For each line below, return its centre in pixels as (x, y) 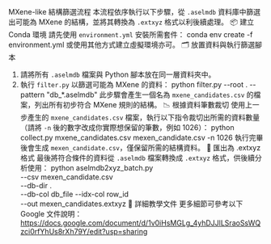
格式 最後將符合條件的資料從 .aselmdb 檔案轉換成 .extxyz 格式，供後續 (137, 158)
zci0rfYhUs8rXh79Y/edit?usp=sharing (84, 231)
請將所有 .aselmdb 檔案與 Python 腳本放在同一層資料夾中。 (118, 74)
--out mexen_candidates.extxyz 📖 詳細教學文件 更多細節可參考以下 (131, 204)
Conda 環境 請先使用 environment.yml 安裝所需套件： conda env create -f (131, 34)
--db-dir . (36, 185)
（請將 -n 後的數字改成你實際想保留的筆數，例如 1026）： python (127, 127)
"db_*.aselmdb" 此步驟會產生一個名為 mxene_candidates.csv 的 (150, 95)
